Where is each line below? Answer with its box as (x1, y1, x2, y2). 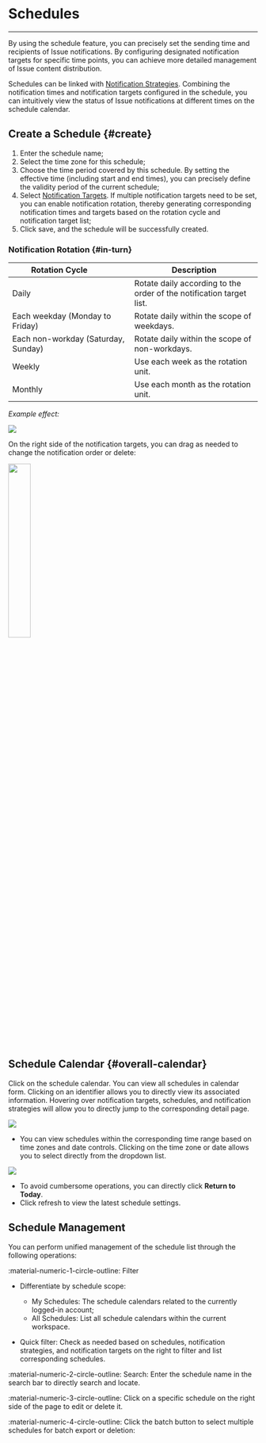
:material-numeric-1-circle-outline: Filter (8, 1265, 139, 1275)
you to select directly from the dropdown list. (19, 1150, 166, 1160)
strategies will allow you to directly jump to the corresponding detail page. (8, 1104, 249, 1113)
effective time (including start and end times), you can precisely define (19, 174, 251, 183)
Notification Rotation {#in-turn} (8, 243, 132, 255)
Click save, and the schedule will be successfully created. (19, 224, 209, 234)
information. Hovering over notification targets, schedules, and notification (8, 1095, 251, 1104)
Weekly (12, 362, 40, 373)
